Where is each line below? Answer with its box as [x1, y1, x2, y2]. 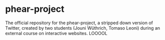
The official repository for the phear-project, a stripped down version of [5, 20, 153, 26]
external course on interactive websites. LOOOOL [5, 30, 108, 36]
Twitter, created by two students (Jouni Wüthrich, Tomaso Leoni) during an [5, 25, 160, 31]
